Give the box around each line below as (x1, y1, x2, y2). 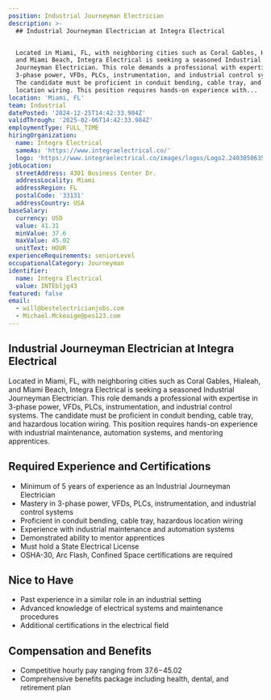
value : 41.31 (15, 222, 60, 230)
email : (8, 297, 31, 305)
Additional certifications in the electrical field (19, 621, 169, 630)
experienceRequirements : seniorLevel (8, 252, 135, 260)
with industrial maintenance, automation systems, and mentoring (8, 427, 223, 437)
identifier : (8, 266, 48, 275)
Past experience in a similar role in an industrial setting (19, 595, 202, 605)
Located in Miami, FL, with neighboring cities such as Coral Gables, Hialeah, (8, 375, 261, 385)
